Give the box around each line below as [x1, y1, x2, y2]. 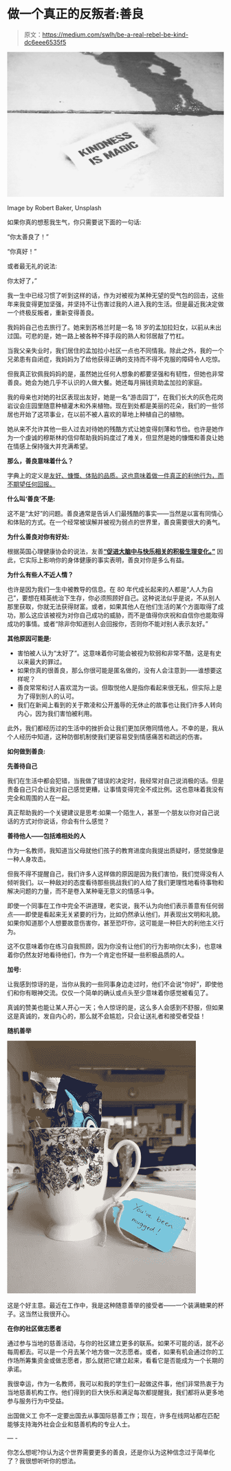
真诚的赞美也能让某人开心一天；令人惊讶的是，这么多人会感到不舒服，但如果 [7, 1003, 224, 1011]
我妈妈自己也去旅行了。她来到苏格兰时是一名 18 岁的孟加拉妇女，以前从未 [7, 323, 216, 331]
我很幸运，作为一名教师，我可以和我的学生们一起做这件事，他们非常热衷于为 [7, 1379, 224, 1388]
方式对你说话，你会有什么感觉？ [19, 817, 110, 825]
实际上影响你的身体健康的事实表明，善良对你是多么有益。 [25, 556, 188, 564]
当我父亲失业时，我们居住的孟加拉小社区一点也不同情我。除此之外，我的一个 [7, 346, 224, 354]
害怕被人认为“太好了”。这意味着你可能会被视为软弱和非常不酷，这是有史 [16, 649, 222, 657]
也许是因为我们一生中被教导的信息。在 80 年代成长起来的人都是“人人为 [7, 585, 208, 593]
